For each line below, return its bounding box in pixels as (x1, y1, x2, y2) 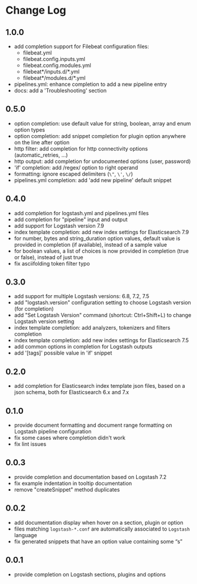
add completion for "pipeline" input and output (14, 216, 128, 223)
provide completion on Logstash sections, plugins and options (14, 570, 166, 578)
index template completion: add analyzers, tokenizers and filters (14, 324, 171, 331)
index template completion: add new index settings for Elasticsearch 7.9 (14, 228, 189, 235)
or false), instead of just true (14, 253, 83, 261)
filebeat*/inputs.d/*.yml (22, 68, 80, 75)
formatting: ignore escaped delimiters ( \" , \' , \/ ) (14, 170, 134, 177)
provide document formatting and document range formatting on (14, 422, 173, 429)
